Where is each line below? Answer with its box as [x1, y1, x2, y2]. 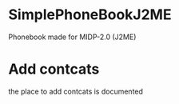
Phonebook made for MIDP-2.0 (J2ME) [8, 32, 137, 42]
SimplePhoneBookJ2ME [8, 6, 172, 24]
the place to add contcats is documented [8, 86, 144, 96]
